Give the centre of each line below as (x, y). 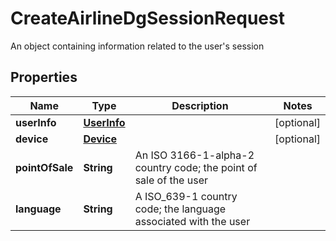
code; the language (180, 209)
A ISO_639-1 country (186, 196)
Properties (44, 77)
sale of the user (171, 180)
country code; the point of (196, 167)
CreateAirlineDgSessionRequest (147, 18)
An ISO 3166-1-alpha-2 (194, 155)
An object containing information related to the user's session (137, 46)
